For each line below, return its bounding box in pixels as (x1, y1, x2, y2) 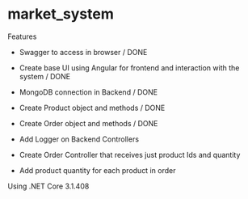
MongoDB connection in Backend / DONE (19, 87, 158, 97)
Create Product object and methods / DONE (19, 103, 166, 112)
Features (7, 32, 37, 41)
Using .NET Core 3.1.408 (7, 181, 90, 191)
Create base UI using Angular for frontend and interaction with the (19, 62, 240, 73)
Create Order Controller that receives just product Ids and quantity (19, 150, 241, 159)
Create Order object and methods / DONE (19, 118, 158, 128)
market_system (7, 5, 114, 23)
